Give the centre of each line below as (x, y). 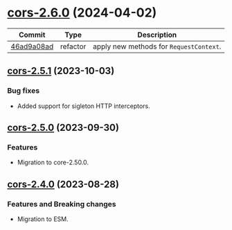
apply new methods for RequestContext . (157, 46)
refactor (73, 46)
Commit (32, 35)
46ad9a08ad (32, 46)
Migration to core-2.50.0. (53, 162)
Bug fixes (24, 91)
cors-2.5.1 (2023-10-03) (61, 71)
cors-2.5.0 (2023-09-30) (63, 128)
